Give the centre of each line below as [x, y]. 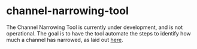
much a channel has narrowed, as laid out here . [65, 40]
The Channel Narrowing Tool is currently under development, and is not [95, 27]
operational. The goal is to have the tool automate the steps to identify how [99, 33]
